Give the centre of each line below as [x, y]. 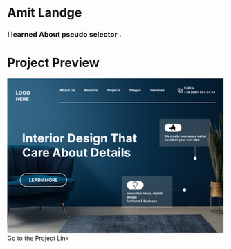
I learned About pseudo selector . [65, 35]
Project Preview [54, 63]
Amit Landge [45, 13]
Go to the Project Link [38, 238]
